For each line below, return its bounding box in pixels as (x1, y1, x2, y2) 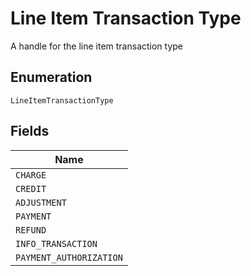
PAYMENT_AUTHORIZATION (15, 252, 123, 263)
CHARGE (15, 169, 47, 181)
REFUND (15, 224, 47, 236)
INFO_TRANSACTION (15, 238, 98, 249)
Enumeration (10, 69, 93, 86)
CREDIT (15, 183, 47, 194)
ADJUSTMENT (15, 197, 67, 208)
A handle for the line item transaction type (10, 40, 184, 52)
